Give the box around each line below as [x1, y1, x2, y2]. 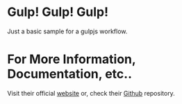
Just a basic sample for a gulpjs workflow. [7, 27, 128, 35]
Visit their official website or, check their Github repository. [7, 89, 175, 97]
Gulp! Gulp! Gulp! [7, 4, 109, 20]
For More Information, [7, 51, 136, 67]
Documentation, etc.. [7, 67, 133, 82]
